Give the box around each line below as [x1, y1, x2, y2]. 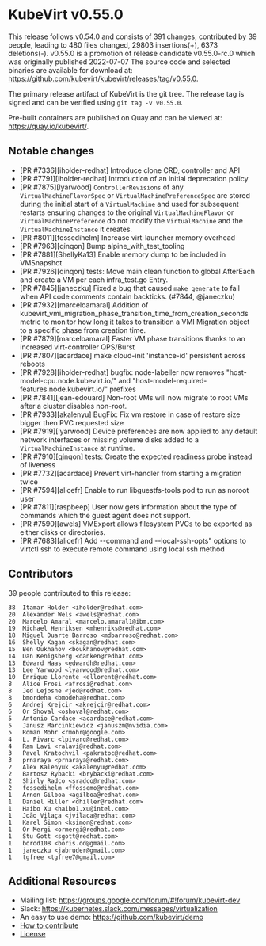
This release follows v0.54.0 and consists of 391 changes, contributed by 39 [8, 32, 257, 41]
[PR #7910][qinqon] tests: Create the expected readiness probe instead [19, 452, 253, 461]
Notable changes [8, 144, 95, 158]
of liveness [19, 460, 56, 469]
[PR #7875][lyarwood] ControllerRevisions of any [19, 182, 184, 192]
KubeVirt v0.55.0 [8, 6, 124, 24]
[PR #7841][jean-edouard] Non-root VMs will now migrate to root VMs [19, 392, 249, 402]
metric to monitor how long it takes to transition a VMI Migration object [19, 317, 250, 326]
